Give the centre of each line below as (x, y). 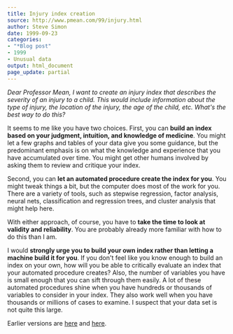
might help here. (31, 208)
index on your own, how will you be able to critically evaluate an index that (114, 265)
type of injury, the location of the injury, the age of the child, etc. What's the (116, 107)
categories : (24, 40)
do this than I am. (32, 237)
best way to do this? (36, 114)
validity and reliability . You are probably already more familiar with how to (114, 229)
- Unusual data (29, 59)
